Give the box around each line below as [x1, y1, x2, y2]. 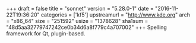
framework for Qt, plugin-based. [6, 30, 86, 37]
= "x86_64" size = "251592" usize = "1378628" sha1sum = [6, 18, 148, 24]
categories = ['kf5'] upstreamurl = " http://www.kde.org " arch [40, 11, 190, 18]
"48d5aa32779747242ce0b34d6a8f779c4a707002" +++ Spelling [6, 24, 167, 31]
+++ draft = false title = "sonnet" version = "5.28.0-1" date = [6, 5, 154, 12]
